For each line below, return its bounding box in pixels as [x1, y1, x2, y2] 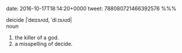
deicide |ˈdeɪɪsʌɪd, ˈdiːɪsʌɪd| [6, 16, 72, 23]
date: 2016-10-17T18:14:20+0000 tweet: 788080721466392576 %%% [6, 5, 177, 12]
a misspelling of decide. [14, 41, 73, 47]
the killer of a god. [14, 34, 59, 41]
